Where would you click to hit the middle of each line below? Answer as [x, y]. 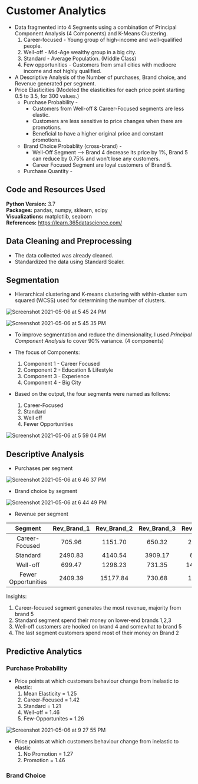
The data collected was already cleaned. [64, 255]
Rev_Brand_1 [71, 528]
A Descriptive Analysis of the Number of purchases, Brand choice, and [100, 77]
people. [33, 46]
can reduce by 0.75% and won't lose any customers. [96, 158]
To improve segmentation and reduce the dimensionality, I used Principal [103, 335]
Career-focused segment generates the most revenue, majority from [98, 608]
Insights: [16, 597]
